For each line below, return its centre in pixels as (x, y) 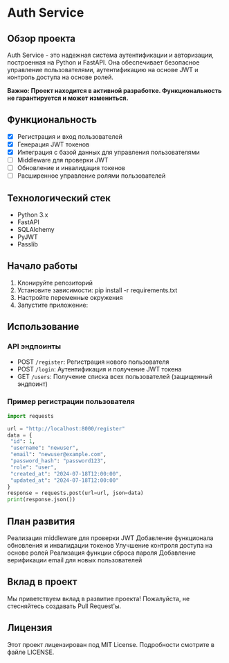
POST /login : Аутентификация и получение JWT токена (99, 369)
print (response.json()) (42, 500)
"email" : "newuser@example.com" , (58, 455)
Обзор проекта (42, 39)
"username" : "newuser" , (44, 448)
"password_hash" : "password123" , (58, 461)
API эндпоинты (34, 346)
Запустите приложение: (53, 305)
